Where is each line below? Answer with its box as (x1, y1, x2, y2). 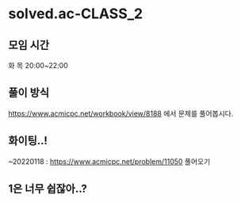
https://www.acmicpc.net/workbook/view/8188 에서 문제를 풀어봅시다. (8, 109, 234, 118)
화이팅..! (8, 134, 48, 147)
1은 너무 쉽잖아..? (8, 182, 87, 196)
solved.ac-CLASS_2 (8, 5, 143, 23)
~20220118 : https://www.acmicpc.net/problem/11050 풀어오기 (8, 156, 211, 166)
